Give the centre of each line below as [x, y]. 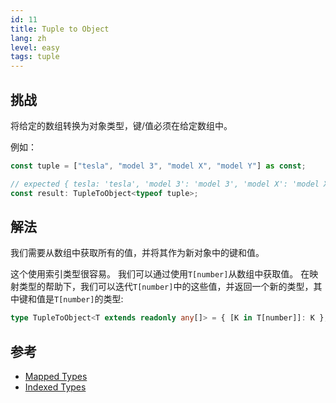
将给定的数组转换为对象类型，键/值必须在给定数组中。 [121, 125]
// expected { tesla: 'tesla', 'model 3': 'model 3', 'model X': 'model [165, 184]
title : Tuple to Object [60, 29]
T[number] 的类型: [89, 299]
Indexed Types [55, 387]
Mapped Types [56, 377]
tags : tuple [35, 57]
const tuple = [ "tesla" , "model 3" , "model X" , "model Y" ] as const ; [158, 166]
